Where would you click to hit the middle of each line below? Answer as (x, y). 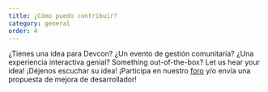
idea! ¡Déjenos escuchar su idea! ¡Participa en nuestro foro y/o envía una (130, 71)
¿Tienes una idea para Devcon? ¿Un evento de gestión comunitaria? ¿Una (131, 54)
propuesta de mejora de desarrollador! (73, 79)
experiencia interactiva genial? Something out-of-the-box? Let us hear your (134, 62)
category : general (39, 23)
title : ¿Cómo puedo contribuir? (63, 16)
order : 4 (23, 31)
